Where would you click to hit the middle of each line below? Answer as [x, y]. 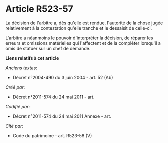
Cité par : [14, 126]
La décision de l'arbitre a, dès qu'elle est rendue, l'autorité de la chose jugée [84, 23]
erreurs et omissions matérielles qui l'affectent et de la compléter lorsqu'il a [83, 43]
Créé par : [15, 87]
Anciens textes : [21, 68]
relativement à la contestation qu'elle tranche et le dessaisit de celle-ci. [79, 28]
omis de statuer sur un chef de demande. [48, 48]
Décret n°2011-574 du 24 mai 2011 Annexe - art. [62, 116]
